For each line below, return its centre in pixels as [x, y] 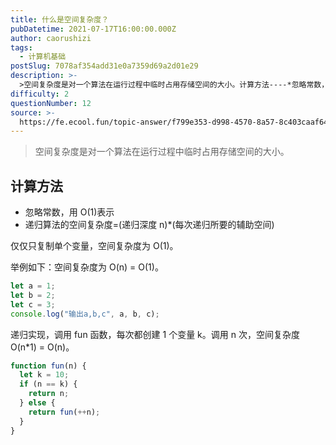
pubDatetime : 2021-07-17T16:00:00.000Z [93, 29]
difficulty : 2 [40, 94]
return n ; [49, 394]
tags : [21, 47]
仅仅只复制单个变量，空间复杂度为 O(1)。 [94, 246]
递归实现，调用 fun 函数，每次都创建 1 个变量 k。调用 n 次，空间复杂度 [155, 334]
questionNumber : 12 [51, 103]
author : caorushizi [51, 38]
